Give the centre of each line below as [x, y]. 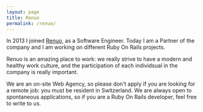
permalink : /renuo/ [31, 23]
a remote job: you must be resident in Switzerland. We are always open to [99, 91]
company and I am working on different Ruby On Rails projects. [86, 47]
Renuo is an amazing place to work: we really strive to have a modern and [99, 59]
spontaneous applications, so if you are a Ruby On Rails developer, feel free [102, 97]
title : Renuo [23, 18]
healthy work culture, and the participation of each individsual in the [92, 65]
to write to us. [24, 103]
